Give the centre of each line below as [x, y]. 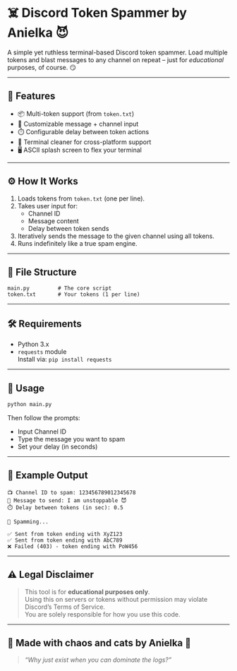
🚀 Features [31, 96]
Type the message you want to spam [71, 439]
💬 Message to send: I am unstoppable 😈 [67, 500]
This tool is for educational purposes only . [87, 592]
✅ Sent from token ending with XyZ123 [65, 534]
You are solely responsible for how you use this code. [103, 614]
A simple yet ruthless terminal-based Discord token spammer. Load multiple [117, 52]
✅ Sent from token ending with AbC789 [65, 540]
